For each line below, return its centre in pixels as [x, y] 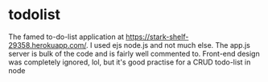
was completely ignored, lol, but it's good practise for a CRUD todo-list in [130, 62]
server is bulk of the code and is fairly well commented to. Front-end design [134, 53]
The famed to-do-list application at [66, 37]
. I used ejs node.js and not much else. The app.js [168, 45]
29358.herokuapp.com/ [47, 45]
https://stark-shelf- [157, 37]
